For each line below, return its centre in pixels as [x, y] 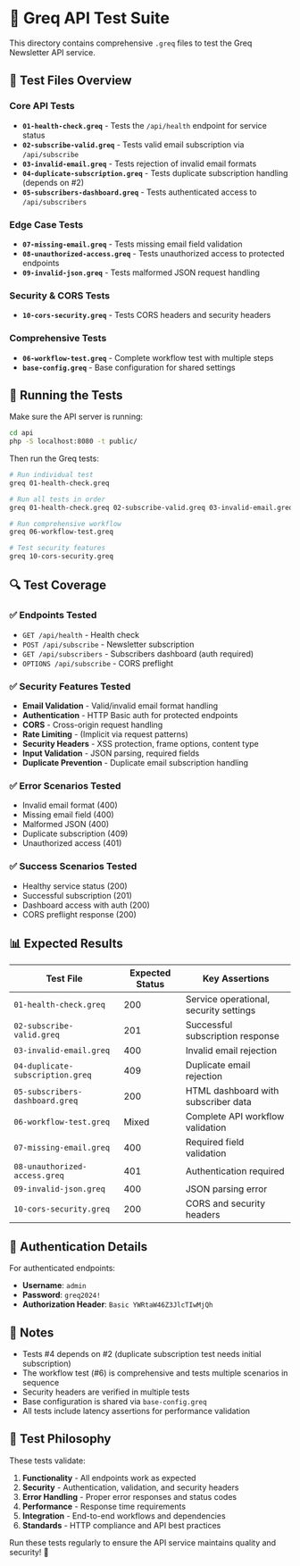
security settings [221, 1010]
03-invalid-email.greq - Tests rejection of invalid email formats [139, 163]
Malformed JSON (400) [66, 825]
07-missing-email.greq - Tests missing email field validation [132, 244]
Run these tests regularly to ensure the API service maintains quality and [143, 1542]
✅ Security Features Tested [70, 686]
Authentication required [235, 1171]
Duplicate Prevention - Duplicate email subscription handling [135, 763]
